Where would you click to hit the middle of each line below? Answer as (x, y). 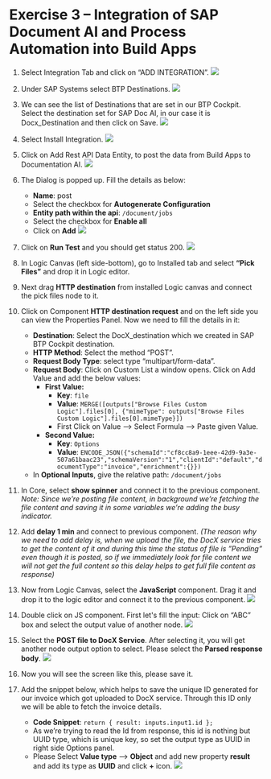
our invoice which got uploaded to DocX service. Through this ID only (136, 698)
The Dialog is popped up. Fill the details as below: (103, 179)
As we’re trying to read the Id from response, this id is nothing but (142, 731)
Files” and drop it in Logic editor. (75, 271)
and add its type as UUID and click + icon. (103, 765)
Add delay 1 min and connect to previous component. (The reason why (138, 531)
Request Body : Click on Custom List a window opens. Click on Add (144, 369)
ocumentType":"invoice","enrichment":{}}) (129, 467)
